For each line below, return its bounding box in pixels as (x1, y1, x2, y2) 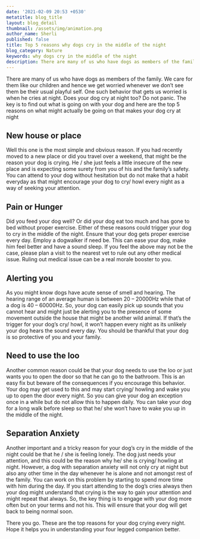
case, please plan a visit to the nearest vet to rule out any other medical (6, 249, 182, 257)
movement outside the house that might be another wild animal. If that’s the (6, 314, 191, 321)
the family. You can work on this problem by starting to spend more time (6, 476, 183, 483)
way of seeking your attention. (6, 185, 81, 192)
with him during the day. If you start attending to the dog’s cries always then (6, 482, 192, 489)
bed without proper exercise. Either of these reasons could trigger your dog (6, 224, 192, 231)
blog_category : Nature (6, 48, 62, 54)
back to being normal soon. (6, 507, 73, 514)
